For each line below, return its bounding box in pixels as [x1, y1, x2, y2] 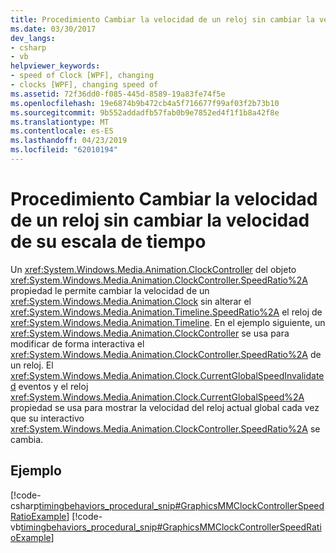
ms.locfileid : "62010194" [10, 145, 118, 155]
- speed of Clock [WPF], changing [10, 71, 155, 81]
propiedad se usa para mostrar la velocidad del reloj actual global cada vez [10, 401, 320, 413]
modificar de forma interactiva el [10, 337, 145, 350]
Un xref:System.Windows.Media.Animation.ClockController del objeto [10, 263, 297, 275]
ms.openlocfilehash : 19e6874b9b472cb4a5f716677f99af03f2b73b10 [10, 98, 280, 108]
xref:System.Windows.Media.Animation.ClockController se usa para [10, 327, 290, 339]
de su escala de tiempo [10, 231, 207, 253]
